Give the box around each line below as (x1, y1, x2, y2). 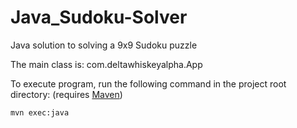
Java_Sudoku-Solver (10, 6, 188, 29)
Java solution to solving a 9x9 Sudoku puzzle (10, 39, 198, 51)
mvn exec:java (10, 107, 70, 118)
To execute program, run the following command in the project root (10, 77, 287, 90)
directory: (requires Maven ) (10, 88, 123, 100)
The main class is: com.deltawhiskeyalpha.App (10, 58, 203, 70)
